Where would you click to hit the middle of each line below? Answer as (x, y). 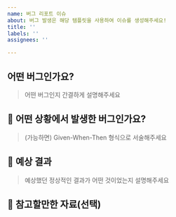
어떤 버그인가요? (41, 76)
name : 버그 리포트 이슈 (37, 14)
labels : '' (23, 33)
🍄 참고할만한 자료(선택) (54, 204)
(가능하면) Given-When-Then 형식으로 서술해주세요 (95, 137)
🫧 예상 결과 (30, 162)
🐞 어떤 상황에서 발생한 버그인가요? (76, 119)
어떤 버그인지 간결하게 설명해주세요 (72, 94)
